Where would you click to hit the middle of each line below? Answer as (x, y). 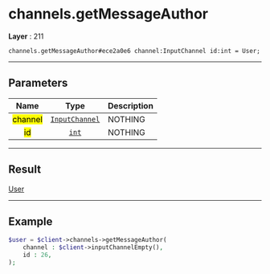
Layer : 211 (26, 36)
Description (131, 105)
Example (31, 221)
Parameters (38, 83)
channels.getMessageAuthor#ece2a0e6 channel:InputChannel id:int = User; (135, 51)
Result (25, 170)
